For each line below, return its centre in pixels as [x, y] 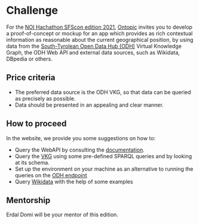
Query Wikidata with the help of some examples [74, 181]
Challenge [32, 10]
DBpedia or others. [29, 59]
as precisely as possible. [45, 98]
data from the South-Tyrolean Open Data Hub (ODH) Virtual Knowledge [94, 46]
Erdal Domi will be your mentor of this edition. [62, 215]
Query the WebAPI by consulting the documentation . [79, 150]
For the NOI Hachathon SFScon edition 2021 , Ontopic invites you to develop [99, 27]
